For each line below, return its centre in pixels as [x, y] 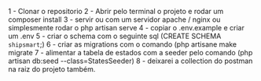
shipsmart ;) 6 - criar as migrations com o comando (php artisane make [123, 44]
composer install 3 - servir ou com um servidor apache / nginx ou [114, 19]
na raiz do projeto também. [52, 69]
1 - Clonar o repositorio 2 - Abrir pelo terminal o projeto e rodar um [116, 11]
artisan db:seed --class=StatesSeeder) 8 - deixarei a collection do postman [130, 61]
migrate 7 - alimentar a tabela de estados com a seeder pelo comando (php [130, 53]
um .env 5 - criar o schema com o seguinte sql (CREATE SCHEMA [115, 36]
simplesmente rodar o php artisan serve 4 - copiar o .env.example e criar [127, 28]
